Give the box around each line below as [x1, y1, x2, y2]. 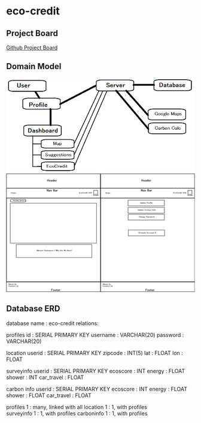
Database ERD [6, 303, 60, 314]
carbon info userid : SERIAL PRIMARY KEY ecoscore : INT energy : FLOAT [6, 385, 187, 392]
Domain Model [6, 61, 62, 72]
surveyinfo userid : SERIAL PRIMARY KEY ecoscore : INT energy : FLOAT [6, 367, 185, 374]
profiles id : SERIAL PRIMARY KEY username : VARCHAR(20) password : [6, 331, 184, 338]
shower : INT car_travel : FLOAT [6, 374, 84, 381]
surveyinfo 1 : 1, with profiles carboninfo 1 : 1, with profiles [6, 410, 148, 417]
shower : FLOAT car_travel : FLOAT [6, 392, 92, 399]
